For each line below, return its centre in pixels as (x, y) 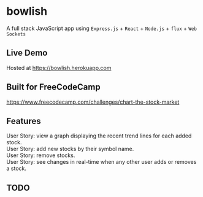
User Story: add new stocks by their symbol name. (70, 149)
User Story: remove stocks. (41, 155)
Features (24, 121)
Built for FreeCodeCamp (53, 87)
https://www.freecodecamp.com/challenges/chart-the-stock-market (93, 102)
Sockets (16, 34)
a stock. (16, 168)
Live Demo (27, 53)
